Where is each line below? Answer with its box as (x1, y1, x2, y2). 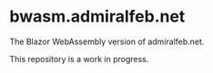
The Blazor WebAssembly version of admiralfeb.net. (9, 36, 205, 47)
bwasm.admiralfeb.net (9, 6, 186, 27)
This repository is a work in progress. (9, 53, 149, 64)
